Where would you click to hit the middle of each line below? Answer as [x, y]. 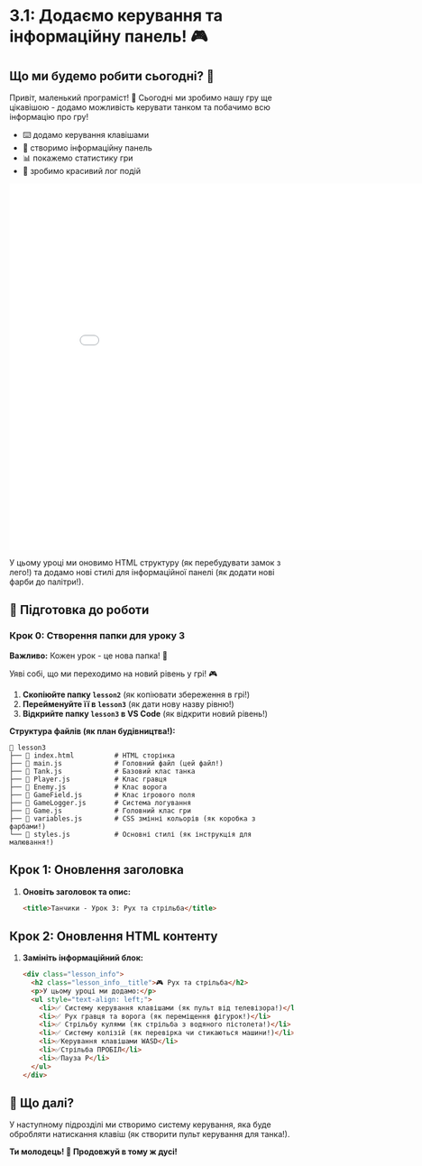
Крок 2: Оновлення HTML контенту [114, 936]
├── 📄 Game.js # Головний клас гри [101, 811]
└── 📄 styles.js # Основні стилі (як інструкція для [131, 834]
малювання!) [32, 842]
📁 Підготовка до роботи [79, 610]
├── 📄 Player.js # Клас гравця [88, 779]
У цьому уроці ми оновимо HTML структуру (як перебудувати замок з [145, 563]
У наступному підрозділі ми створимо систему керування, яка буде [141, 1125]
